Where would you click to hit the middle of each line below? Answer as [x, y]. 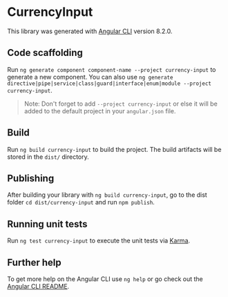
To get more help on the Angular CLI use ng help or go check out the [105, 279]
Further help [35, 262]
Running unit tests [47, 224]
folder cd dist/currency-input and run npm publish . [81, 202]
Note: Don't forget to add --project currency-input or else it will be [121, 104]
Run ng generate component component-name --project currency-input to [112, 69]
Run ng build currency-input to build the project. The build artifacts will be [114, 149]
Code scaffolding [45, 53]
